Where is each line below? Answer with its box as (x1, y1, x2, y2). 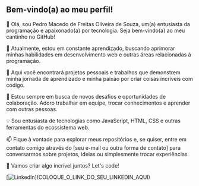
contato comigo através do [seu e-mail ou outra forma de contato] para (6, 144, 181, 151)
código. (6, 81, 25, 89)
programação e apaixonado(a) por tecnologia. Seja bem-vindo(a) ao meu (6, 27, 185, 34)
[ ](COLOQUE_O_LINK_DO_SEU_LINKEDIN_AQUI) (6, 174, 150, 181)
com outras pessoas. (6, 105, 58, 112)
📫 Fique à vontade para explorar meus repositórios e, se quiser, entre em (6, 135, 187, 143)
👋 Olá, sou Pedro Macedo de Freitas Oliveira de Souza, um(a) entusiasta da (6, 20, 190, 27)
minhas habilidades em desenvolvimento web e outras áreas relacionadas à (6, 51, 191, 58)
